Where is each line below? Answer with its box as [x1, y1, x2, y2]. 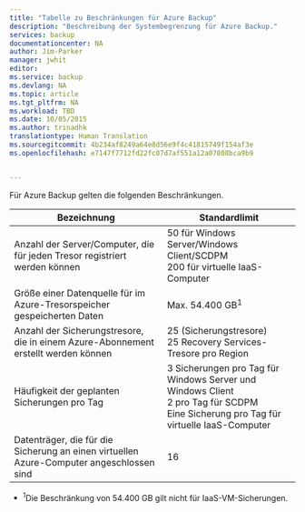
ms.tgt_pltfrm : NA [9, 97, 79, 107]
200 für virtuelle [166, 260, 237, 273]
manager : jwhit [9, 55, 67, 65]
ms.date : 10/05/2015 [9, 115, 88, 124]
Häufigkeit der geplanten [14, 384, 120, 397]
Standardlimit [199, 211, 260, 224]
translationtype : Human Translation [9, 132, 148, 141]
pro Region [202, 346, 250, 359]
